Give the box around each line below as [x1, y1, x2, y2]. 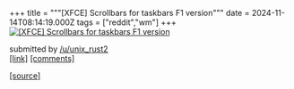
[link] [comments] [9, 53, 75, 63]
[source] [9, 70, 41, 81]
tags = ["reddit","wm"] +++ [76, 17, 177, 28]
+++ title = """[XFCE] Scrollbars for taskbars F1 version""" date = [9, 8, 250, 18]
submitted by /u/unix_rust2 [9, 44, 109, 54]
